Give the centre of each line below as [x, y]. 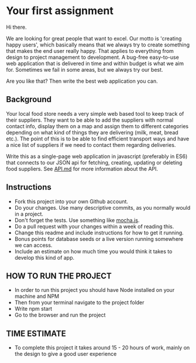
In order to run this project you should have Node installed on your [94, 290]
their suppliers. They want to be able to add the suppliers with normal [90, 120]
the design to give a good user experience [66, 354]
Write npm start [33, 309]
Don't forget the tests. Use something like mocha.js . [77, 220]
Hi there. [16, 27]
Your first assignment [60, 11]
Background [29, 100]
